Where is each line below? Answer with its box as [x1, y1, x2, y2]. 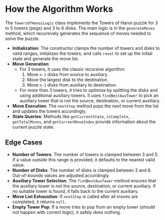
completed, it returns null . [12, 199, 66, 205]
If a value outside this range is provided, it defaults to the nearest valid [12, 157, 155, 163]
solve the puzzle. [5, 36, 40, 42]
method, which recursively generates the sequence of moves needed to [5, 30, 151, 36]
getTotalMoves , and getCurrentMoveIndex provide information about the [12, 119, 156, 125]
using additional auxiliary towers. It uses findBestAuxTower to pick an [19, 92, 159, 98]
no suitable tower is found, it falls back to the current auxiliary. [12, 188, 139, 194]
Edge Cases [5, 138, 43, 147]
